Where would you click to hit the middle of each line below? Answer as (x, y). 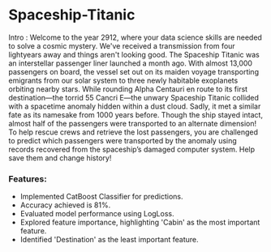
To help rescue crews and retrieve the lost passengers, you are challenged (133, 132)
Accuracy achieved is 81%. (65, 205)
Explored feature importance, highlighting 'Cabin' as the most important (140, 222)
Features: (28, 178)
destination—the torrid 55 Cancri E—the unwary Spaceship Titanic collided (134, 97)
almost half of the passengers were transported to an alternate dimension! (133, 123)
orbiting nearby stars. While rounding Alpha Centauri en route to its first (128, 89)
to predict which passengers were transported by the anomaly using (123, 140)
